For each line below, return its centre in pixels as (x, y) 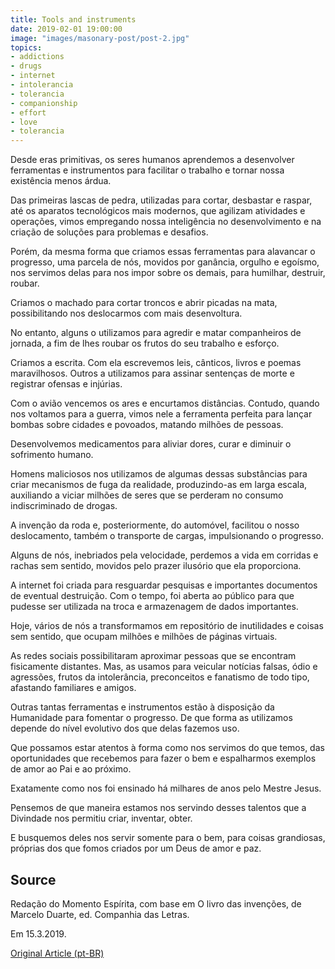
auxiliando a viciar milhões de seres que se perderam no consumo (147, 495)
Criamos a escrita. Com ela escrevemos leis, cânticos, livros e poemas (156, 363)
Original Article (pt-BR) (57, 953)
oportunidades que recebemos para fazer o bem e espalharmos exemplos (163, 758)
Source (33, 879)
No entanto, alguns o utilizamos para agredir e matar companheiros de (156, 333)
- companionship (44, 103)
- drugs (26, 66)
